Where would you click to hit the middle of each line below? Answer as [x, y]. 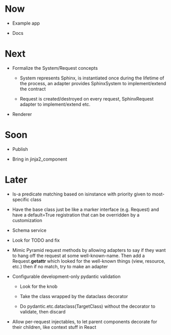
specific [20, 199]
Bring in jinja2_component [40, 159]
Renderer [22, 114]
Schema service [29, 230]
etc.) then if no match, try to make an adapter [60, 266]
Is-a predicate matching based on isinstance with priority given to [82, 194]
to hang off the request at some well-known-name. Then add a [79, 255]
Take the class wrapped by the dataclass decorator [74, 296]
